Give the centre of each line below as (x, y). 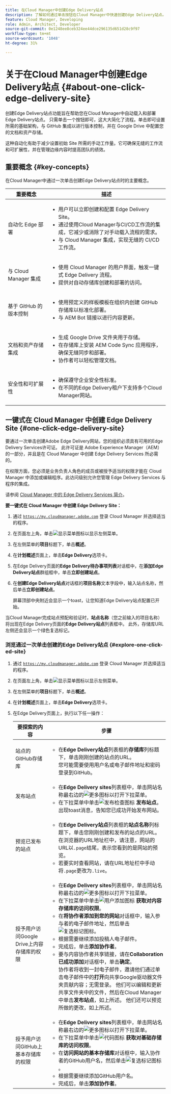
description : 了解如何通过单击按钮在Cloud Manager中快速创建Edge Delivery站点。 (86, 15)
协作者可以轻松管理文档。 (89, 360)
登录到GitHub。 (77, 772)
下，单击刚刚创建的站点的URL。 (96, 757)
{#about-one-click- (103, 87)
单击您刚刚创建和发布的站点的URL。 (117, 832)
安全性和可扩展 (26, 384)
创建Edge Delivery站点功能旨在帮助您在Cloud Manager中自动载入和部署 (81, 113)
